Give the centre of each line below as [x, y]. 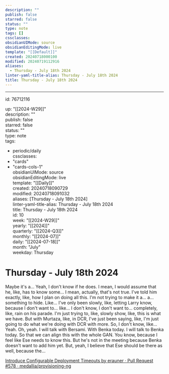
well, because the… [25, 351]
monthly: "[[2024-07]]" [37, 236]
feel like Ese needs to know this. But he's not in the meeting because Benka [83, 340]
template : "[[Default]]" [31, 52]
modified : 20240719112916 [32, 61]
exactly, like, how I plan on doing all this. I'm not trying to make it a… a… [79, 297]
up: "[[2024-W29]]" [26, 109]
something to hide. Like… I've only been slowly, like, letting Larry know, [79, 303]
